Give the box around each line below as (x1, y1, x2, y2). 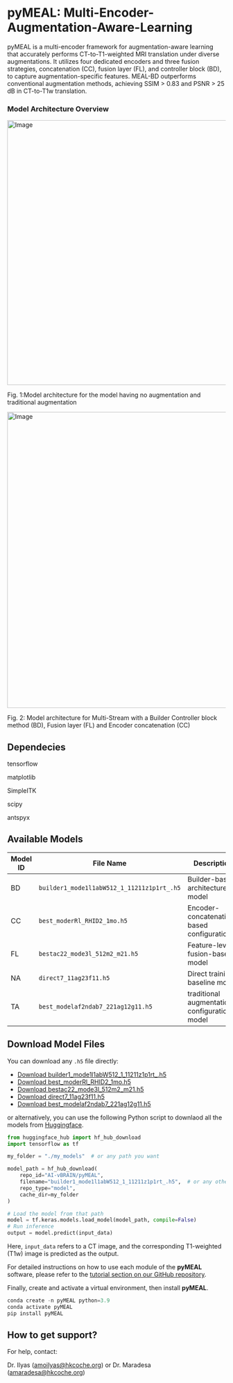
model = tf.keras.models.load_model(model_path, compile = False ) (7, 1217, 197, 1223)
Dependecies (7, 741, 66, 753)
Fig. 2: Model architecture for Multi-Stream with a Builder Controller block (7, 714, 217, 722)
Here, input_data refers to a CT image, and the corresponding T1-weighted (7, 1242, 222, 1251)
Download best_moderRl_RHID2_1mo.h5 (17, 1077, 132, 1086)
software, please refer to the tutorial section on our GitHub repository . (7, 1271, 207, 1279)
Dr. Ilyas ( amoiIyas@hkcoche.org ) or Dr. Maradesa (7, 1361, 151, 1369)
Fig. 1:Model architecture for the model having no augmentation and (7, 390, 201, 400)
